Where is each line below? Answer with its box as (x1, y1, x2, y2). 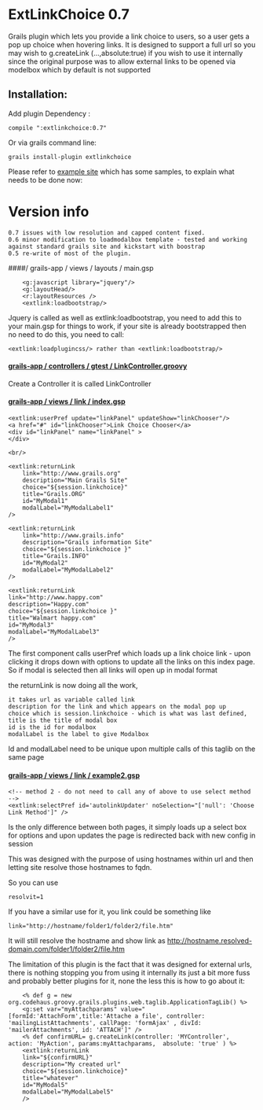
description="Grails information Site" (22, 538, 153, 546)
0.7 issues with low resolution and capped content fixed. (8, 228, 206, 237)
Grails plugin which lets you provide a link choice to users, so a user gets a (8, 31, 250, 41)
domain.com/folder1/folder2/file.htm (8, 945, 126, 954)
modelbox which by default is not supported (8, 65, 152, 74)
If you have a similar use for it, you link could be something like (8, 907, 212, 916)
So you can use (8, 878, 59, 887)
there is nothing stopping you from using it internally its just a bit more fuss (8, 968, 250, 978)
